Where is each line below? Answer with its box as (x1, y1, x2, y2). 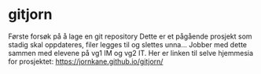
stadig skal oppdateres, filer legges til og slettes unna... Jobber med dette (8, 39, 248, 49)
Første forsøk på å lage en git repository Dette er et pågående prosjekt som (8, 31, 253, 41)
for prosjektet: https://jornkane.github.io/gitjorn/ (8, 57, 164, 66)
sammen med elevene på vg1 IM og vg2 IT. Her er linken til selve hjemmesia (8, 48, 254, 57)
